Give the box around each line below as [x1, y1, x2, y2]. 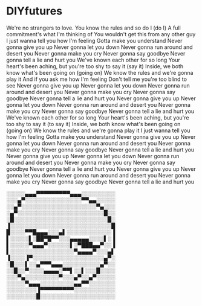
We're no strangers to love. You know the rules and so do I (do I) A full [6, 24, 181, 31]
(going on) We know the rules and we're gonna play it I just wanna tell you [6, 127, 191, 134]
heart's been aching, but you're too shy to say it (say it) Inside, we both [6, 62, 184, 70]
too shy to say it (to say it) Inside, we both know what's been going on [6, 120, 181, 127]
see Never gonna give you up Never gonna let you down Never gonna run [6, 81, 190, 89]
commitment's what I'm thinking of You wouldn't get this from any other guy [6, 30, 196, 37]
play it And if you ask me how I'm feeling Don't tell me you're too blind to [6, 75, 187, 83]
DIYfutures [6, 4, 62, 18]
